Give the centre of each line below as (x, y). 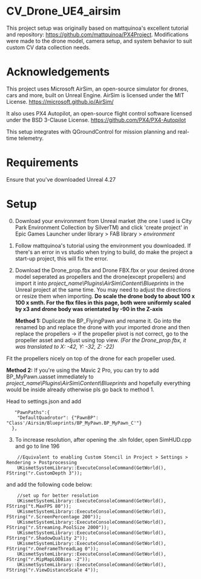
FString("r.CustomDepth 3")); (44, 473)
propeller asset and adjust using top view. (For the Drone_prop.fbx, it (100, 340)
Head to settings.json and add (44, 401)
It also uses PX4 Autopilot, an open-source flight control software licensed (99, 113)
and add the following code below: (49, 484)
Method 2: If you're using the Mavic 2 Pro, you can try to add (83, 370)
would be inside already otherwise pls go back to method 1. (80, 389)
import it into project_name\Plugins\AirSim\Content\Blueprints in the (100, 283)
